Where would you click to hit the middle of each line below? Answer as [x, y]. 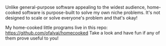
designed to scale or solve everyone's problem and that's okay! [71, 18]
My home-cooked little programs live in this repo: [56, 27]
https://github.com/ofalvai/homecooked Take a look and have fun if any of [83, 33]
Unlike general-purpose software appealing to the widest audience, [76, 7]
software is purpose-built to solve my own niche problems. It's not [91, 12]
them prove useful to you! [32, 38]
